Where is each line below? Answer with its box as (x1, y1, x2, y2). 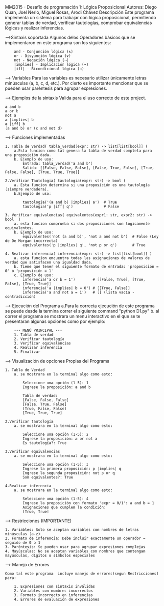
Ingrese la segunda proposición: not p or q (23, 471, 115, 475)
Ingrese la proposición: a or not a (23, 436, 97, 441)
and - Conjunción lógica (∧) (14, 49, 73, 54)
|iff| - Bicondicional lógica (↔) (14, 66, 84, 71)
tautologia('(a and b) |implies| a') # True (23, 200, 117, 205)
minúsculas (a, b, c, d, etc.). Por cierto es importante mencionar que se (5, 80, 148, 86)
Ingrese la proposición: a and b (23, 385, 91, 390)
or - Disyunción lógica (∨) (14, 53, 71, 58)
